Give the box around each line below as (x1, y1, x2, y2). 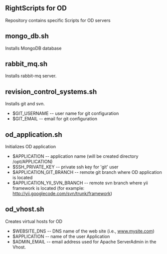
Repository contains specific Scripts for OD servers (5, 17, 111, 23)
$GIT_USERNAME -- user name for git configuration (12, 110, 119, 117)
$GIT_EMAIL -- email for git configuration (12, 116, 97, 122)
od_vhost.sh (5, 205, 44, 213)
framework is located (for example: (12, 185, 85, 191)
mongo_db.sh (5, 32, 49, 41)
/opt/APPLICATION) (12, 159, 53, 165)
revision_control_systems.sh (5, 87, 97, 96)
